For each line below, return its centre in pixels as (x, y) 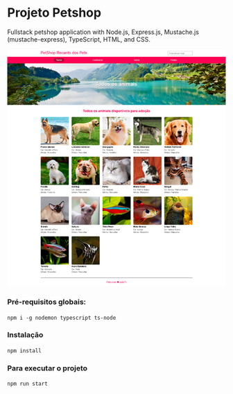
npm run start (28, 384)
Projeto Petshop (54, 13)
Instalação (25, 335)
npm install (24, 351)
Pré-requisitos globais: (47, 302)
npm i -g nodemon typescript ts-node (62, 318)
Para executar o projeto (48, 368)
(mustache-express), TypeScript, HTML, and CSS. (79, 39)
